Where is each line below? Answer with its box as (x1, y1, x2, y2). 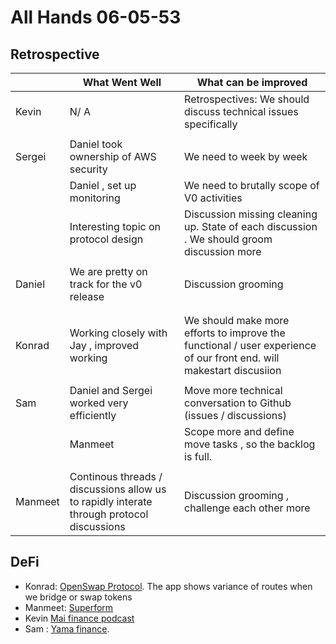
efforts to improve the (184, 326, 286, 340)
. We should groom (184, 232, 273, 246)
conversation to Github (184, 396, 292, 410)
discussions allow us (69, 482, 167, 496)
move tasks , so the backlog (184, 437, 316, 451)
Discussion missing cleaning (184, 207, 318, 221)
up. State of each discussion (184, 220, 318, 233)
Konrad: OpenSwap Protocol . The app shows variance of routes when (24, 580, 313, 592)
